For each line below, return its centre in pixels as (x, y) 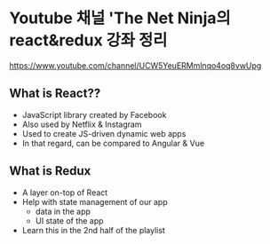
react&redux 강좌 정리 (88, 40)
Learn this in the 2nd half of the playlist (94, 230)
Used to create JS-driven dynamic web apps (104, 133)
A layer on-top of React (65, 193)
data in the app (63, 211)
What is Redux (50, 171)
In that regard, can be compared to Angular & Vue (113, 143)
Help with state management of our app (95, 201)
